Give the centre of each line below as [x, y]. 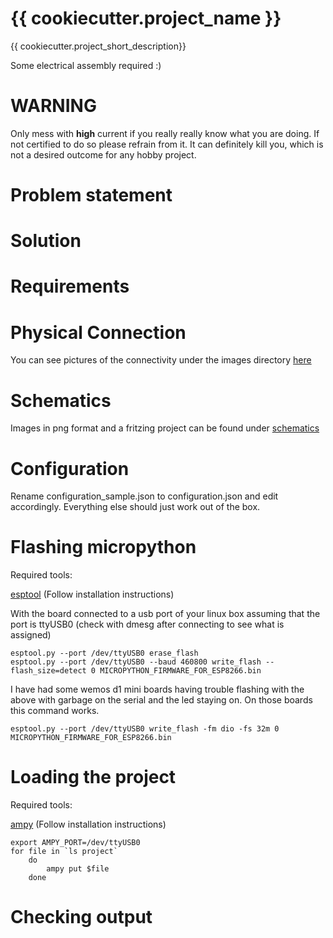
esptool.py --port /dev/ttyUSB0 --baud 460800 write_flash [136, 662]
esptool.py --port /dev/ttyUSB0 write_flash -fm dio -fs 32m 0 [145, 729]
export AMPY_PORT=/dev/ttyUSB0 [75, 843]
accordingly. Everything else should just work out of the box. [135, 507]
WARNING [53, 106]
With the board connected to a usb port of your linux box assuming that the [165, 614]
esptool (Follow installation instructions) [92, 594]
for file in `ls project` [64, 852]
